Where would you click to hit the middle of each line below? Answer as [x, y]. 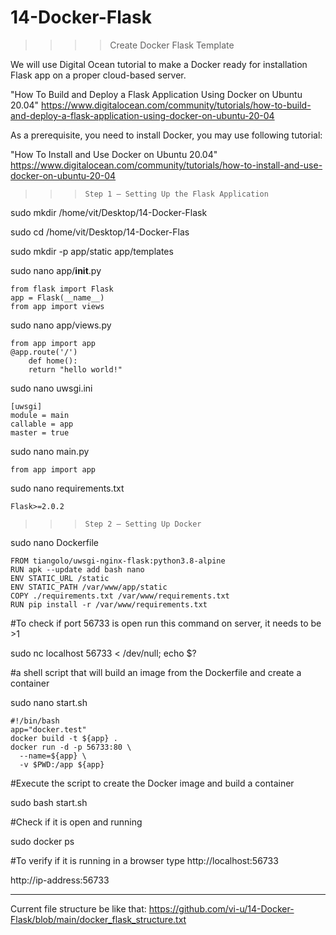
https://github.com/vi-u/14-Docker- [221, 908]
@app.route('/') [44, 352]
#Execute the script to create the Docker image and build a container [152, 783]
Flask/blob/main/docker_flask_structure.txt [98, 919]
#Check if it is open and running [76, 822]
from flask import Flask [62, 289]
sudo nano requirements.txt [67, 488]
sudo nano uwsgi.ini [51, 388]
